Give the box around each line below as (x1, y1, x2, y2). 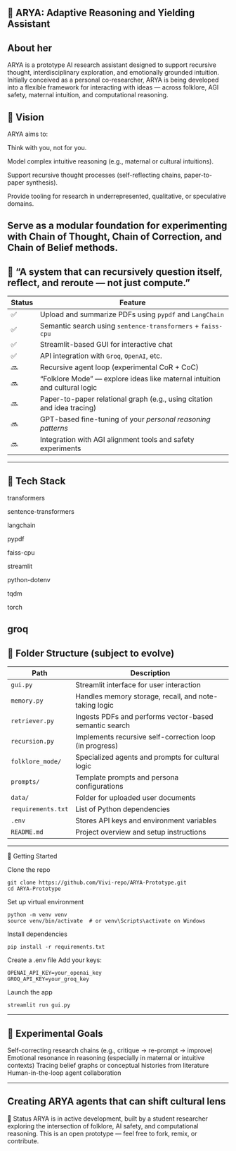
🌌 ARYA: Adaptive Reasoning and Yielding (7, 7, 195, 19)
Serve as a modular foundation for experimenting (7, 220, 228, 232)
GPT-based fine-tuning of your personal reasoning (39, 414, 211, 424)
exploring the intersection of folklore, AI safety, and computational (7, 1121, 199, 1130)
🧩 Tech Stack (7, 475, 66, 487)
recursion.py (11, 737, 55, 746)
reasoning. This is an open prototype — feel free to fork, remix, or (7, 1129, 197, 1138)
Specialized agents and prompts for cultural (74, 752, 220, 762)
